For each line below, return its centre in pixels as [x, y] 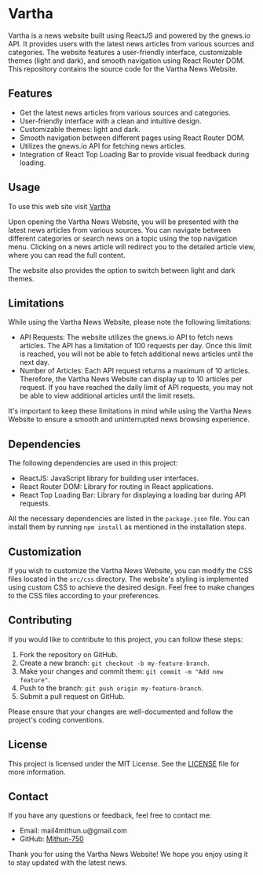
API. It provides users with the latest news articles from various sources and [131, 43]
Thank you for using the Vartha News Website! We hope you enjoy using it [128, 855]
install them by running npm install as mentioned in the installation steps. [128, 527]
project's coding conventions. [56, 719]
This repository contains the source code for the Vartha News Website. [123, 68]
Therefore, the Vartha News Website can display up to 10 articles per [131, 379]
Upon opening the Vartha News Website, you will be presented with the [124, 222]
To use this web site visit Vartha [60, 206]
